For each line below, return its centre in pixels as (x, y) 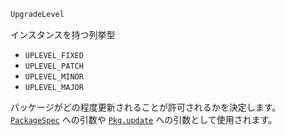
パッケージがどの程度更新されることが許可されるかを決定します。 (146, 107)
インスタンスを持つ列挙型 (63, 34)
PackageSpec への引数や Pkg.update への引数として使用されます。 (144, 119)
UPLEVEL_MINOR (54, 76)
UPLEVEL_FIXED (54, 55)
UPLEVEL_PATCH (54, 66)
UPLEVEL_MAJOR (54, 87)
